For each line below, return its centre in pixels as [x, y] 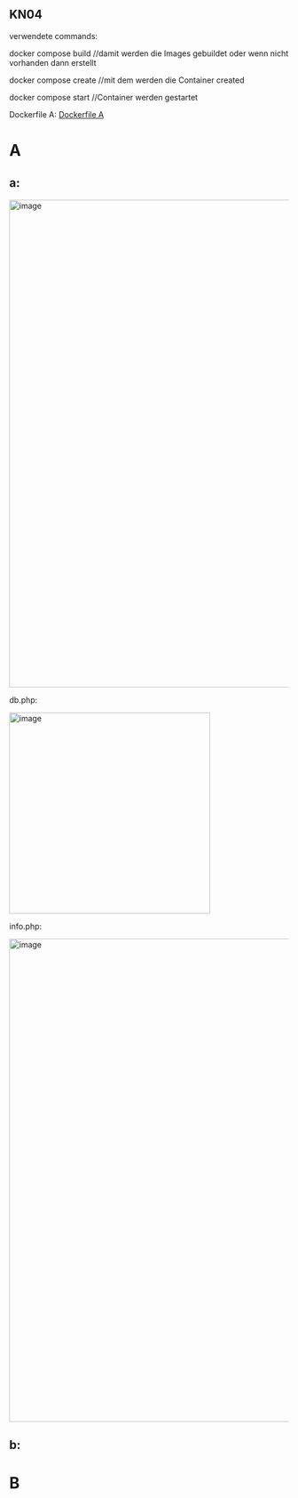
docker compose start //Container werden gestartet [103, 97]
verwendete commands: [54, 36]
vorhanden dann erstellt [53, 62]
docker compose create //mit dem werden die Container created [127, 80]
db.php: [24, 700]
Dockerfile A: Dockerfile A [57, 114]
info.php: [26, 926]
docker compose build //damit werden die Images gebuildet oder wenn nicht [149, 53]
